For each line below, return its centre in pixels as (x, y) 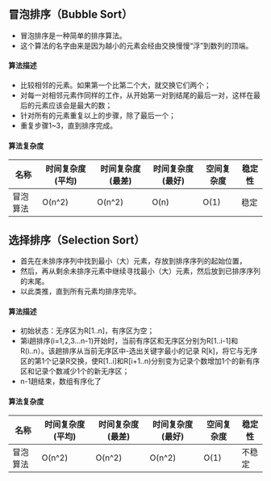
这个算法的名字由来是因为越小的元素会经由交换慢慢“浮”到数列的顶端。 (136, 45)
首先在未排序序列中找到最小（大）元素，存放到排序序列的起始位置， (133, 261)
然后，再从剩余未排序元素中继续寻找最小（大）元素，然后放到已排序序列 (140, 271)
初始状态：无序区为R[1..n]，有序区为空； (87, 331)
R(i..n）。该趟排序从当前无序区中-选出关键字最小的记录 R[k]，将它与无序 (139, 351)
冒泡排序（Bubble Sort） (71, 15)
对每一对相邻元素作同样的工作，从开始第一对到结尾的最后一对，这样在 (137, 95)
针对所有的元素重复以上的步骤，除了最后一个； (98, 116)
